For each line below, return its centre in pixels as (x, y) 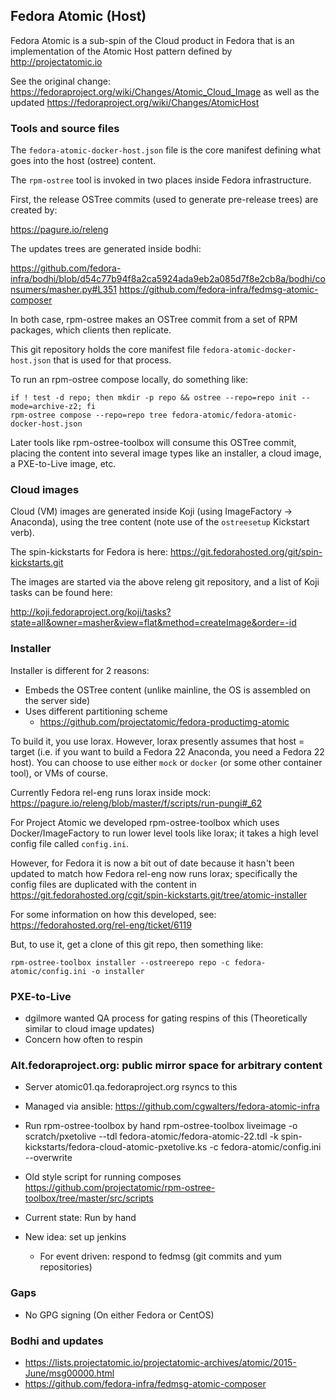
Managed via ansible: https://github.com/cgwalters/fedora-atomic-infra (172, 1106)
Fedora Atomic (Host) (78, 16)
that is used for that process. (112, 360)
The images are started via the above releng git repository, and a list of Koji (165, 582)
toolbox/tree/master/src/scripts (89, 1198)
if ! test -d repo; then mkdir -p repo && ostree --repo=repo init (154, 398)
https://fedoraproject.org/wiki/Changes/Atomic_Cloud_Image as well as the (165, 91)
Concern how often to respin (83, 1039)
